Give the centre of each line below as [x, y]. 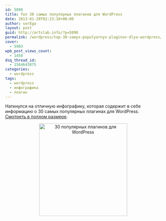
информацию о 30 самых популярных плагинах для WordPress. [72, 111]
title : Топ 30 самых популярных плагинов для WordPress [64, 14]
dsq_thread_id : [21, 60]
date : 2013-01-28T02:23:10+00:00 [40, 19]
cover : [12, 42]
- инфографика [24, 88]
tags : [11, 78]
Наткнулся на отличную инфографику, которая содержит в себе [73, 106]
